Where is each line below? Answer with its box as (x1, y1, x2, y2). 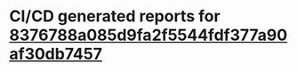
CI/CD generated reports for (9, 6, 221, 27)
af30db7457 (9, 44, 102, 64)
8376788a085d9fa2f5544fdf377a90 (9, 25, 288, 45)
